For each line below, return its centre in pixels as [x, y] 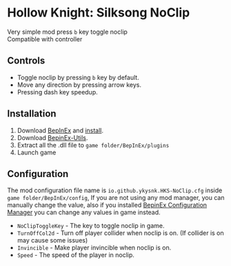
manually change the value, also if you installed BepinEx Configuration [107, 205]
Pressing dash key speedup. [57, 92]
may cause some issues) [52, 241]
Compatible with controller [45, 39]
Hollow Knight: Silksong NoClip [99, 13]
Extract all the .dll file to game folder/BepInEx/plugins [93, 145]
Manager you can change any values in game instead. [84, 212]
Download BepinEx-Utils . [52, 137]
